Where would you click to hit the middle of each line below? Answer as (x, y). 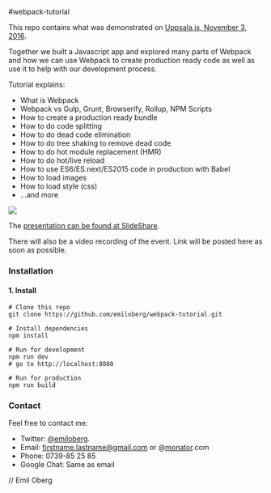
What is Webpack (49, 100)
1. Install (22, 290)
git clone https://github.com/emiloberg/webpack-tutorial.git (115, 315)
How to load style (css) (59, 186)
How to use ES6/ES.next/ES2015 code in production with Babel (125, 169)
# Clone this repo (39, 308)
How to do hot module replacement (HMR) (91, 152)
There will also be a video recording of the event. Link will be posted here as (135, 241)
